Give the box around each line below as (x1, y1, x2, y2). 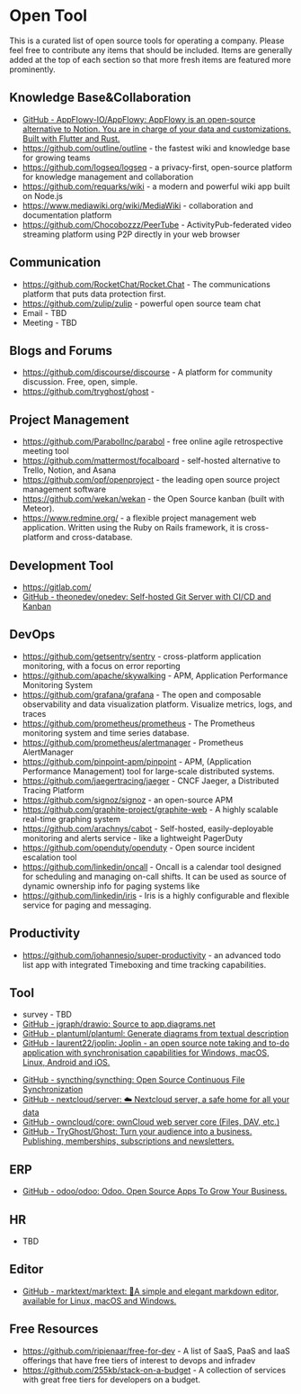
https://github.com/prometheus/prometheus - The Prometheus (22, 718, 256, 729)
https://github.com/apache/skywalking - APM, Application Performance (22, 670, 288, 681)
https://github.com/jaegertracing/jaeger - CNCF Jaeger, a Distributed (22, 775, 279, 786)
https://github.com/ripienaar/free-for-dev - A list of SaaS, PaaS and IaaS (22, 1345, 290, 1356)
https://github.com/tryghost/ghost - (22, 386, 155, 397)
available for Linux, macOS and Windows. (22, 1295, 177, 1306)
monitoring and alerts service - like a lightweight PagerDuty (22, 832, 243, 843)
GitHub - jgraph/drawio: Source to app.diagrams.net (22, 1018, 216, 1029)
